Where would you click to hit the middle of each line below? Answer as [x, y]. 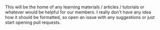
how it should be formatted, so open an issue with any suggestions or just [80, 17]
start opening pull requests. [33, 22]
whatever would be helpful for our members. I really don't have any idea [78, 12]
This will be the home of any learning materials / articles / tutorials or [75, 7]
